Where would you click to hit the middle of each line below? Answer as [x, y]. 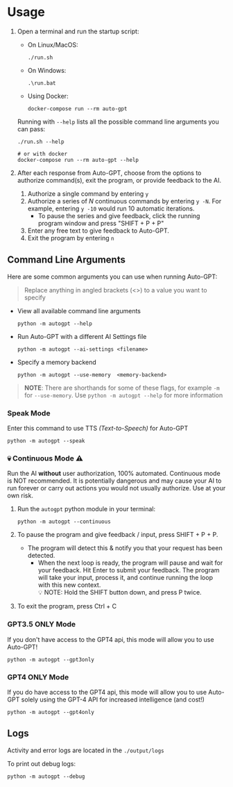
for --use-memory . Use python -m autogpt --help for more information [123, 395]
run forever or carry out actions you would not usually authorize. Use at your [116, 488]
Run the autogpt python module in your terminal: [86, 509]
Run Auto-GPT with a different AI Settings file [82, 336]
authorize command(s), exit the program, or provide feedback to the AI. [119, 180]
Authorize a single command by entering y [88, 193]
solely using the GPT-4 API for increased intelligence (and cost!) [113, 699]
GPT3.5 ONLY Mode [42, 624]
